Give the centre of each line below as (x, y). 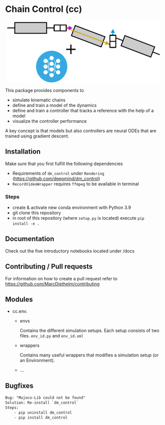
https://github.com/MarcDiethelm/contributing (52, 284)
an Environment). (37, 360)
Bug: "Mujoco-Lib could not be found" (45, 398)
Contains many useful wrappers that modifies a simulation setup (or (89, 355)
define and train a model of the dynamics (54, 105)
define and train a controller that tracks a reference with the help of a (83, 110)
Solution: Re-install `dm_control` (42, 403)
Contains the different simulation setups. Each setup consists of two (89, 331)
